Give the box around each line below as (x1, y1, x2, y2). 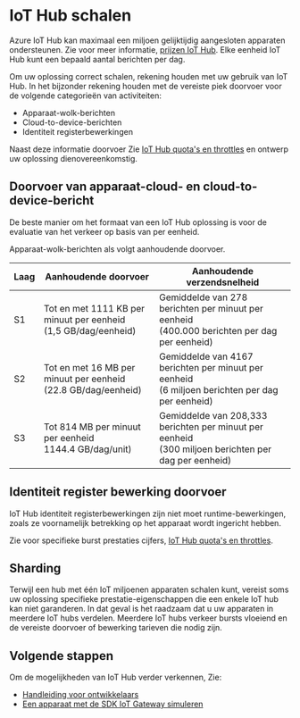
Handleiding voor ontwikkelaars (21, 689, 139, 700)
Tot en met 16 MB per (43, 361, 136, 373)
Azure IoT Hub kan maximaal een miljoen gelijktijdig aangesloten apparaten (9, 35, 286, 46)
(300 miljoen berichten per (159, 443, 272, 455)
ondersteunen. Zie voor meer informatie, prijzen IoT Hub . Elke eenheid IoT (9, 44, 281, 54)
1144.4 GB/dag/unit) (43, 443, 132, 455)
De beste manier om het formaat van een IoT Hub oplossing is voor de (9, 216, 268, 228)
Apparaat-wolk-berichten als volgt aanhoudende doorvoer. (9, 243, 226, 255)
